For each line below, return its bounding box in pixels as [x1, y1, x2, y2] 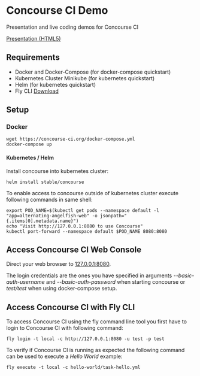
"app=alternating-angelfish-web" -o [6, 213, 98, 219]
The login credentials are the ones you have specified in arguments [6, 272, 172, 279]
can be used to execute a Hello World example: [6, 353, 123, 360]
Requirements [6, 52, 60, 63]
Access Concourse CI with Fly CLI [6, 302, 135, 312]
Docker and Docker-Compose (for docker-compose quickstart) [14, 68, 171, 75]
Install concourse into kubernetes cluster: [6, 167, 109, 174]
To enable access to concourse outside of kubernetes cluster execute [6, 189, 178, 196]
